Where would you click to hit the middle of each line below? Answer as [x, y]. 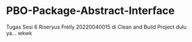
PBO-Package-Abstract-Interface [90, 11]
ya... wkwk [19, 33]
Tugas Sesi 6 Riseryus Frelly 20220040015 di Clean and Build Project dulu [97, 27]
